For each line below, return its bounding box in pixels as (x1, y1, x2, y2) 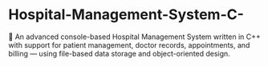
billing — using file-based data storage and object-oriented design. (8, 49, 230, 58)
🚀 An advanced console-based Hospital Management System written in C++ (8, 32, 261, 41)
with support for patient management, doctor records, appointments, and (8, 40, 250, 49)
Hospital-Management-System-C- (8, 6, 245, 24)
